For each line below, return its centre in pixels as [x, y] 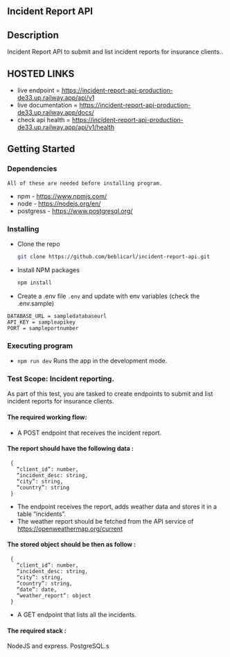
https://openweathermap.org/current [70, 529]
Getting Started [41, 149]
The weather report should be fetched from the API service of [105, 521]
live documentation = [47, 105]
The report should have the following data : [70, 449]
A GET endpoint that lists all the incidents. [77, 615]
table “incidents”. [42, 514]
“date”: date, [37, 590]
